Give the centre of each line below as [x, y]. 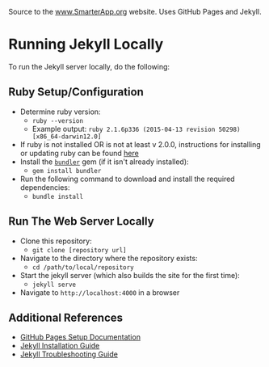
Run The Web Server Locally [82, 221]
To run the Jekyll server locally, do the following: [89, 66]
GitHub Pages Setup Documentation [80, 337]
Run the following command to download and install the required [128, 179]
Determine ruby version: [60, 112]
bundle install [57, 196]
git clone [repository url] [79, 250]
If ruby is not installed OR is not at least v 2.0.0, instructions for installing [140, 144]
